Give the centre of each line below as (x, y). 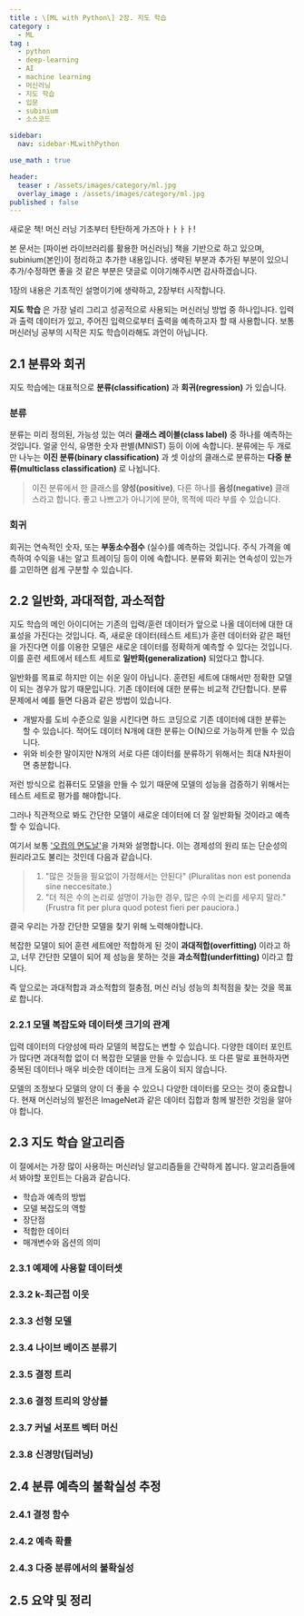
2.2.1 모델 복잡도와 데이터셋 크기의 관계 (90, 1025)
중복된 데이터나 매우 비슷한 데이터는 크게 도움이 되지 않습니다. (118, 1069)
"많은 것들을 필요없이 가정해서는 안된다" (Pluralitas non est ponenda (168, 877)
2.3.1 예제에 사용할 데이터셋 (66, 1268)
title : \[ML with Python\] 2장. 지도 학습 (88, 18)
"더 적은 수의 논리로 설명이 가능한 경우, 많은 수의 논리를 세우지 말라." (166, 897)
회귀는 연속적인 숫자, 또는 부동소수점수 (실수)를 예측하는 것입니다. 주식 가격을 (145, 547)
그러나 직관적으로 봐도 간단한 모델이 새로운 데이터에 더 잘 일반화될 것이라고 (142, 815)
